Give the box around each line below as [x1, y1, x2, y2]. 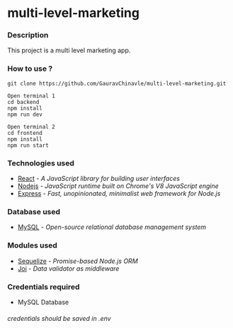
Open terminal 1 [7, 92, 55, 100]
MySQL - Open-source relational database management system [17, 223, 207, 231]
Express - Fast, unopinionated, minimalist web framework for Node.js [17, 189, 221, 198]
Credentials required [7, 281, 80, 291]
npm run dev [7, 111, 42, 118]
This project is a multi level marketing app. [7, 46, 131, 54]
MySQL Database [17, 298, 69, 306]
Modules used [7, 240, 58, 250]
